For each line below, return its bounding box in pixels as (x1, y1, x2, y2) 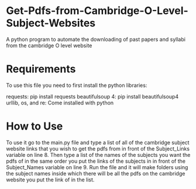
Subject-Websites (6, 16, 95, 30)
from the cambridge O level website (6, 42, 92, 49)
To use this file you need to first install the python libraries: (6, 82, 147, 89)
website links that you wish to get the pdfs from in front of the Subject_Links (6, 145, 190, 152)
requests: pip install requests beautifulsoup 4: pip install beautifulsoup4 (6, 93, 179, 100)
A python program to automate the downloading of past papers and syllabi (6, 36, 186, 43)
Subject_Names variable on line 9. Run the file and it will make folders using (6, 163, 188, 170)
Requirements (6, 62, 76, 76)
